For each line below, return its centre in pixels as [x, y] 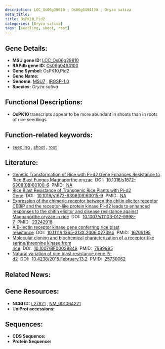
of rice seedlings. [30, 119]
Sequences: [24, 324]
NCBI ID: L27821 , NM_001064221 [46, 303]
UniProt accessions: [34, 309]
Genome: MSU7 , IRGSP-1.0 [41, 81]
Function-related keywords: [49, 135]
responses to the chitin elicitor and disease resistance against [75, 211]
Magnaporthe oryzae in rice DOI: [46, 217]
